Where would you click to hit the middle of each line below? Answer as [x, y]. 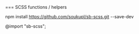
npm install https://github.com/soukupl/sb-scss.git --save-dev [69, 17]
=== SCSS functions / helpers [36, 7]
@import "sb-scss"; [25, 26]
